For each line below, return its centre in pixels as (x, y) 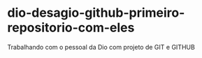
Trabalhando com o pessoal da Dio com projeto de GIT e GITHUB (101, 47)
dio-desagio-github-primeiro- (96, 13)
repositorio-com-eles (71, 28)
